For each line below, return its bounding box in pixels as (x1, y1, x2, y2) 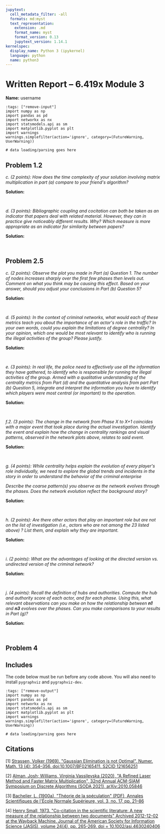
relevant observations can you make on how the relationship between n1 (5, 600, 153, 606)
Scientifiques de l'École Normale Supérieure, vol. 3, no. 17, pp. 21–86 (5, 798, 144, 804)
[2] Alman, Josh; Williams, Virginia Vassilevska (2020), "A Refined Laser (5, 772, 151, 778)
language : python (10, 53, 46, 58)
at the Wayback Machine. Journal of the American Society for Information (5, 818, 155, 824)
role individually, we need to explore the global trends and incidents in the (5, 468, 155, 474)
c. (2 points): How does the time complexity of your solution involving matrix (5, 174, 160, 180)
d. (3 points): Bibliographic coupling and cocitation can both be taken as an (5, 208, 159, 214)
